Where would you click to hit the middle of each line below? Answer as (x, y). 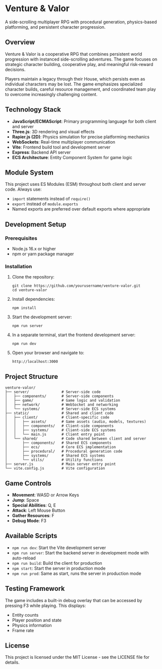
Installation (19, 266)
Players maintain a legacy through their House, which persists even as (75, 79)
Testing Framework (35, 589)
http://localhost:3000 (35, 362)
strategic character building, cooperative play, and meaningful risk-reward (79, 64)
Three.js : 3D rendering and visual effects (53, 131)
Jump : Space (25, 500)
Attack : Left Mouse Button (39, 510)
